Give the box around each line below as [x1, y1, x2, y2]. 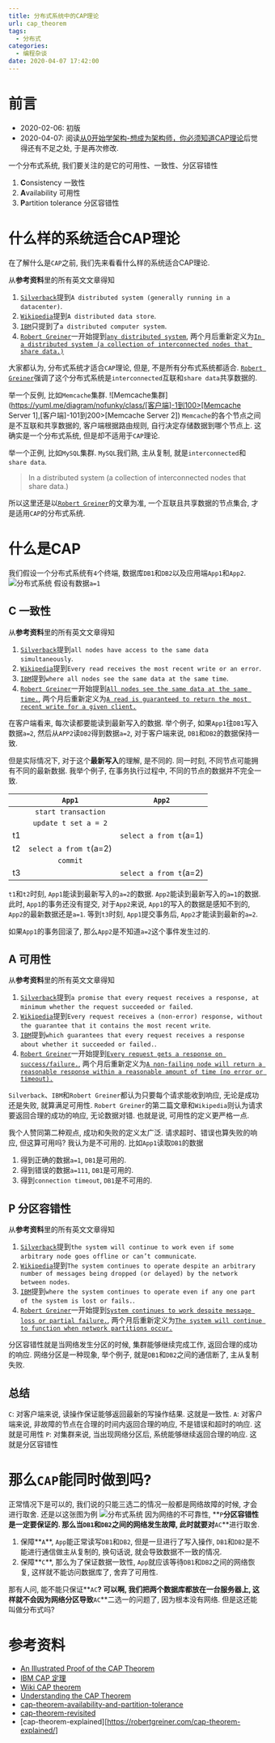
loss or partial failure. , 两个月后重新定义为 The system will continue [19, 1316, 263, 1325]
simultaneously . [19, 654, 74, 663]
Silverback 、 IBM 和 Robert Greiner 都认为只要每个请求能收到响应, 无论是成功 [8, 1090, 260, 1100]
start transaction [35, 807, 106, 816]
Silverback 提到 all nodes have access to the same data [19, 644, 209, 654]
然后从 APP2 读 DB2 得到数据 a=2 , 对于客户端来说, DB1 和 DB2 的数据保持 [37, 728, 252, 738]
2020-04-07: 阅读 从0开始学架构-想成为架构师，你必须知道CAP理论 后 [19, 133, 252, 143]
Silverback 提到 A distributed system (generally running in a [19, 292, 231, 302]
